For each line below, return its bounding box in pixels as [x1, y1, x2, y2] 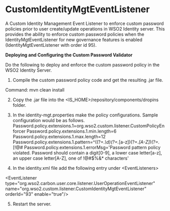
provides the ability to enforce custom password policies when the [5, 31, 145, 37]
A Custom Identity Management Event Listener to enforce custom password [5, 20, 164, 26]
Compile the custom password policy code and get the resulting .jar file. [12, 77, 163, 83]
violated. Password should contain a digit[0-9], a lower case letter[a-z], [12, 149, 162, 156]
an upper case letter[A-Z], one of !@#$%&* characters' [12, 155, 129, 161]
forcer [12, 128, 26, 134]
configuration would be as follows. [12, 117, 85, 123]
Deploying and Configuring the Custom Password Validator [5, 52, 133, 58]
